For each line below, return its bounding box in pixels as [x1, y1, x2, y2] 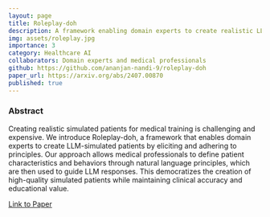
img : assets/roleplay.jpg [8, 34, 95, 43]
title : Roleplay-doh [8, 19, 78, 27]
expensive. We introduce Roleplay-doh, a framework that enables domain [8, 132, 252, 141]
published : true [8, 79, 63, 87]
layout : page [8, 11, 52, 20]
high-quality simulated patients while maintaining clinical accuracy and [8, 174, 243, 185]
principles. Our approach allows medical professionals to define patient [8, 149, 244, 159]
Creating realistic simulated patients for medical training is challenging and [8, 124, 256, 133]
